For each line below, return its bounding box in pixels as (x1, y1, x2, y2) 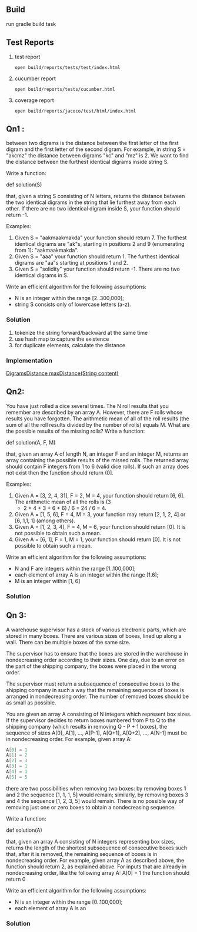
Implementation (6, 356, 53, 364)
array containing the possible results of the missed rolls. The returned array (6, 456, 189, 463)
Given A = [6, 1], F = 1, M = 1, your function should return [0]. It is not (14, 536, 181, 543)
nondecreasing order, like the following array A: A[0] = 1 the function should (6, 869, 190, 876)
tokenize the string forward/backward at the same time (14, 329, 148, 336)
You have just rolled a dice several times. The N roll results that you (6, 402, 169, 409)
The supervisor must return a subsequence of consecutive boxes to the (6, 680, 180, 687)
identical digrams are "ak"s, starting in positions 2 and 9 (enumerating (14, 241, 185, 248)
